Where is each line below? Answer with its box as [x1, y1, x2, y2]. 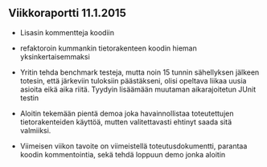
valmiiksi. [19, 125, 51, 135]
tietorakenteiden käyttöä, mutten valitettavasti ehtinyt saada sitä [19, 116, 232, 127]
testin [19, 92, 39, 103]
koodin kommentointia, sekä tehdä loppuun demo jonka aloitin [19, 149, 226, 159]
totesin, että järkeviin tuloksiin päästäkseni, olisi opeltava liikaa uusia [19, 75, 247, 85]
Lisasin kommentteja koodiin [19, 27, 115, 37]
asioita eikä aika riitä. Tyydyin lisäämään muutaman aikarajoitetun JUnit [19, 84, 257, 94]
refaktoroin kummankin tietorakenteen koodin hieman [19, 43, 197, 53]
